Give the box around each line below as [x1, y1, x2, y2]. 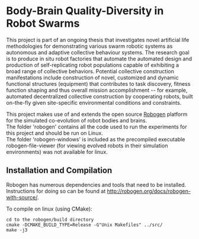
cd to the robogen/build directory [6, 217, 94, 222]
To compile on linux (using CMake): [6, 205, 93, 212]
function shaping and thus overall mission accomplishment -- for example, [6, 86, 188, 93]
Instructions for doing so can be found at [6, 188, 106, 195]
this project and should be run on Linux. [6, 129, 104, 137]
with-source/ [6, 193, 37, 201]
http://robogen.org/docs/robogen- [107, 188, 191, 195]
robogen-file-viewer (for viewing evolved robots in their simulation [6, 142, 168, 149]
